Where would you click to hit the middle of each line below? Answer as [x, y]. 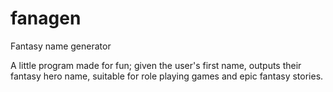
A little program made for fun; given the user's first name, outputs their [156, 65]
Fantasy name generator [61, 46]
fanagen [46, 18]
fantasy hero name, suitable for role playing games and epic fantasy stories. [167, 76]
